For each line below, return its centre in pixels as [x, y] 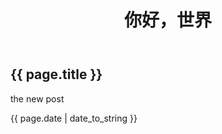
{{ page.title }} [56, 74]
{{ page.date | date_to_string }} [74, 118]
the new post [37, 98]
